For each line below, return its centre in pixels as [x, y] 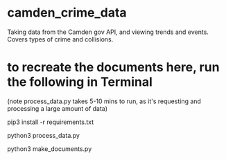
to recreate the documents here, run [113, 68]
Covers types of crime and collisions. [60, 39]
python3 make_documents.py [50, 149]
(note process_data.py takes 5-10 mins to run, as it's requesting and [104, 101]
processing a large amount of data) [58, 108]
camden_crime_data [67, 13]
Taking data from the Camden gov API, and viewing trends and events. [108, 32]
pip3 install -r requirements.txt [51, 122]
